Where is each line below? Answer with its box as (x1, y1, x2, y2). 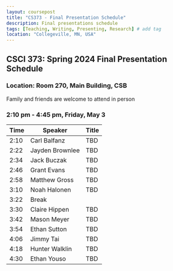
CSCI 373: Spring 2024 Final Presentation (6, 54, 168, 64)
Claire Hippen (30, 206, 70, 214)
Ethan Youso (30, 255, 66, 263)
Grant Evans (30, 166, 66, 175)
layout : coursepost (6, 8, 56, 15)
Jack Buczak (30, 156, 67, 164)
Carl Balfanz (30, 136, 66, 145)
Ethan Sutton (30, 225, 67, 233)
